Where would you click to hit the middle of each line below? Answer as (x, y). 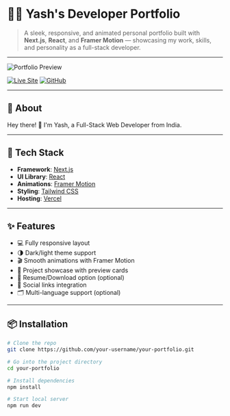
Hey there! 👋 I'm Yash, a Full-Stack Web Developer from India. (94, 125)
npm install (24, 387)
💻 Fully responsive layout (53, 243)
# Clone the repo (32, 343)
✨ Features (31, 226)
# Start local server (38, 400)
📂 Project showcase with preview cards (73, 270)
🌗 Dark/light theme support (56, 253)
